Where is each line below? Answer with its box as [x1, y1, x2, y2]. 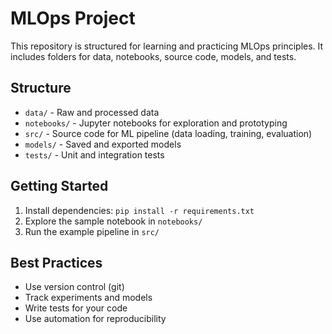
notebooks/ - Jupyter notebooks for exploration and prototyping [24, 117, 288, 129]
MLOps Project [10, 7, 136, 30]
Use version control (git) [24, 281, 125, 293]
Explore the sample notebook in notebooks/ [24, 215, 203, 227]
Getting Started [10, 178, 109, 195]
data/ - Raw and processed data [24, 106, 160, 118]
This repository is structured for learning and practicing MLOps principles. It [10, 40, 324, 52]
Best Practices [10, 254, 103, 271]
